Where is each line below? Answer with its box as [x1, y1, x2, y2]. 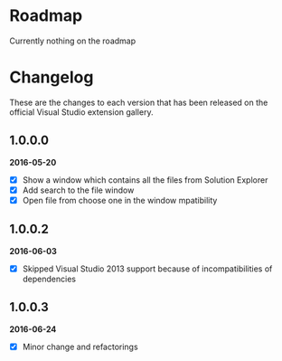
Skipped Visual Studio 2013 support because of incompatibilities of [22, 263, 273, 274]
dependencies [22, 273, 77, 284]
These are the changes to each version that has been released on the [9, 97, 268, 108]
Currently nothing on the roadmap [9, 35, 136, 46]
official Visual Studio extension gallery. [9, 106, 154, 118]
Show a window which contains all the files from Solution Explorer [22, 174, 268, 185]
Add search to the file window [22, 185, 135, 195]
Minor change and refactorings [22, 341, 138, 352]
